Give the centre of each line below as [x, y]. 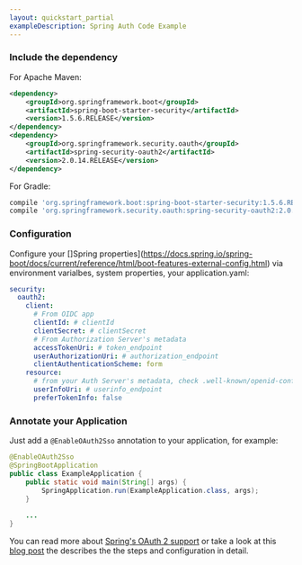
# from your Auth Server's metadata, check [116, 381]
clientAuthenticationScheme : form [98, 364]
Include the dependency [64, 58]
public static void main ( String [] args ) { [106, 482]
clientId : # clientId [74, 323]
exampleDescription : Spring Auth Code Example [98, 26]
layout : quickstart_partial [62, 18]
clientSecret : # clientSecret [89, 331]
